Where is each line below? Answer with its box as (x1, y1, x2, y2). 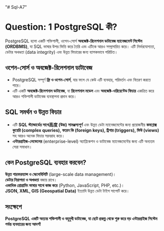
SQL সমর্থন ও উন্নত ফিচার (5, 108, 62, 116)
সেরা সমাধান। (12, 144, 33, 150)
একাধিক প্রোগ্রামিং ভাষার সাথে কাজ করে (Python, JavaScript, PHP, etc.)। (5, 182, 125, 189)
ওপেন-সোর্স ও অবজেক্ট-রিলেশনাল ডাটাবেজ (5, 64, 93, 72)
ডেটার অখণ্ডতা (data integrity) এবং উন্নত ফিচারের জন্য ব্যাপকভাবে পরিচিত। (5, 49, 118, 55)
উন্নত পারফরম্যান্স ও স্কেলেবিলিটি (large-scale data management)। (5, 171, 116, 177)
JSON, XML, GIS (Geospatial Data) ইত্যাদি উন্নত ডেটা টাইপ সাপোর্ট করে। (5, 188, 130, 194)
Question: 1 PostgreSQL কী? (5, 22, 117, 33)
